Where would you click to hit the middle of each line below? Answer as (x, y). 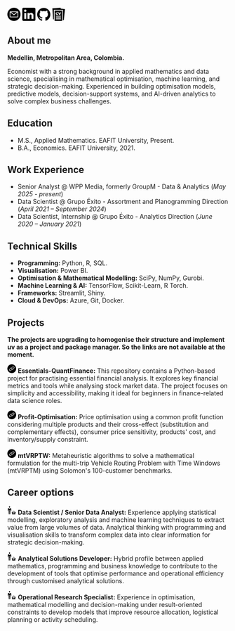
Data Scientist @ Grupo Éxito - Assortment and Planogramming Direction (123, 202)
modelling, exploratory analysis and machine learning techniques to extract (116, 520)
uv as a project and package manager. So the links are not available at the (116, 347)
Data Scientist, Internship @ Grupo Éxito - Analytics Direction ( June (115, 217)
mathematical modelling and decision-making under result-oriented (105, 604)
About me (29, 40)
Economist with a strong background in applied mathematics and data (108, 71)
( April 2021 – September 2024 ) (62, 209)
